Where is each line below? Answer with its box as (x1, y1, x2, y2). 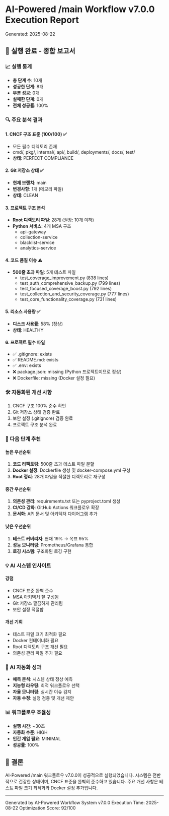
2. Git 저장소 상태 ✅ (5, 167, 44, 173)
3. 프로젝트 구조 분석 (5, 205, 45, 211)
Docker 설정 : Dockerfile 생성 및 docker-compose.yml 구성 (12, 467, 131, 473)
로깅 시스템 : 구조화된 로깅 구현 (12, 548, 72, 554)
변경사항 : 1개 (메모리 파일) (12, 185, 64, 192)
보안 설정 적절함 (12, 606, 44, 612)
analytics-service (20, 245, 56, 251)
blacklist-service (20, 239, 55, 245)
